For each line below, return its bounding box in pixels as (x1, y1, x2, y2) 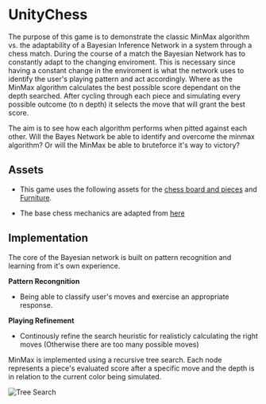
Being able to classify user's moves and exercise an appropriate (19, 292, 229, 301)
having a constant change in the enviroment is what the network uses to (8, 65, 245, 75)
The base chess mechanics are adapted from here (19, 208, 185, 218)
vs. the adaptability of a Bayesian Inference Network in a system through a (8, 40, 253, 49)
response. (19, 300, 53, 309)
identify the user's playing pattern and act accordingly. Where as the (8, 74, 233, 84)
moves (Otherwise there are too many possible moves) (19, 340, 199, 349)
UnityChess (8, 6, 88, 24)
